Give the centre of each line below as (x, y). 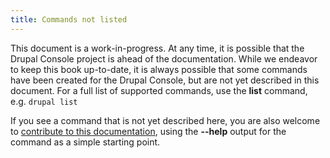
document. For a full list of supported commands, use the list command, (159, 90)
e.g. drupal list (44, 101)
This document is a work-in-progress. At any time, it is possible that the (157, 48)
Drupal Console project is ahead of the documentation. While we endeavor (164, 58)
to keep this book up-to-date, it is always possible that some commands (159, 69)
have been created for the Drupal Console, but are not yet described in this (165, 80)
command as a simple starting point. (85, 142)
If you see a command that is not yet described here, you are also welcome (165, 120)
